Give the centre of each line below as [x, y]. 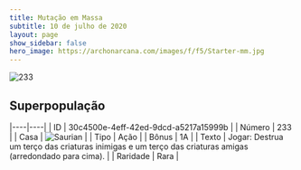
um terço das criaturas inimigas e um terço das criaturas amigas [129, 146]
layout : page [34, 34]
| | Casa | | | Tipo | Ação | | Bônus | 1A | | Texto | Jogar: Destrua [146, 137]
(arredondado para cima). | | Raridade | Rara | [94, 156]
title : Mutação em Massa [56, 18]
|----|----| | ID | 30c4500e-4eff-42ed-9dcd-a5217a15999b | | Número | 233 [150, 127]
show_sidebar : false [48, 43]
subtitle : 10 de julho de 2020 [68, 26]
